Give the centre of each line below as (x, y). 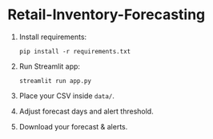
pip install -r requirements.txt (75, 51)
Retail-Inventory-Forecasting (106, 15)
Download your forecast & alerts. (73, 126)
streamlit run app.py (55, 81)
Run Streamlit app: (50, 66)
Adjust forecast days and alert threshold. (86, 111)
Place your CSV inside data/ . (67, 95)
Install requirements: (53, 37)
